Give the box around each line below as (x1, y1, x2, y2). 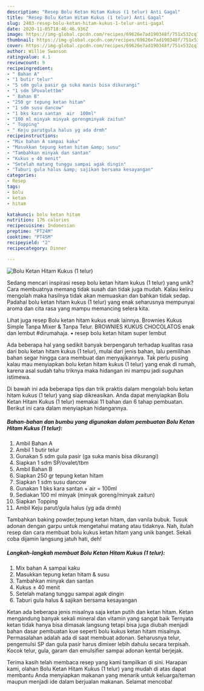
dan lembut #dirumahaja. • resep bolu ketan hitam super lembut (7, 329, 166, 336)
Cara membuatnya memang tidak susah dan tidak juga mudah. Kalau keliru (7, 285, 193, 293)
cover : (7, 43, 24, 49)
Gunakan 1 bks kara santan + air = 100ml (15, 485, 117, 492)
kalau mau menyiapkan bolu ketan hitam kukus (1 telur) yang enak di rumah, (7, 360, 196, 367)
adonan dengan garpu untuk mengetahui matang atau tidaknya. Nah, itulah (7, 522, 194, 530)
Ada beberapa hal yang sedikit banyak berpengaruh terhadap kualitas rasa (7, 341, 193, 349)
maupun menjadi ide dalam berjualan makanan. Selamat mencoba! (7, 678, 173, 686)
